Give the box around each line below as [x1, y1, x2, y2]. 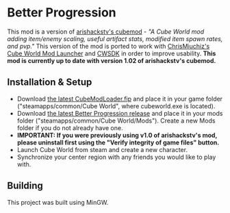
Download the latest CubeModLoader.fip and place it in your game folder [16, 95, 223, 103]
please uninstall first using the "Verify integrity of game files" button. [16, 138, 220, 147]
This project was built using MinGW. [7, 198, 109, 206]
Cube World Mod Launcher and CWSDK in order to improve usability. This [7, 49, 216, 58]
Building [7, 180, 43, 192]
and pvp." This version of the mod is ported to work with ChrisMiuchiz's [7, 42, 210, 50]
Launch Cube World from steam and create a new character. [16, 145, 188, 153]
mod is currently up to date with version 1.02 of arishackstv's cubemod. [7, 56, 216, 64]
